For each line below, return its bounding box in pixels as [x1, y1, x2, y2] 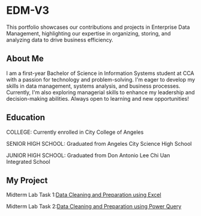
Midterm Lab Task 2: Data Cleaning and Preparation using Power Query [6, 203, 182, 210]
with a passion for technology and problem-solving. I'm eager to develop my [6, 76, 196, 83]
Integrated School [6, 158, 50, 165]
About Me [6, 53, 44, 64]
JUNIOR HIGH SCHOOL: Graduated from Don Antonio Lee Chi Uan [6, 151, 170, 159]
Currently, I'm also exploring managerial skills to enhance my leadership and [6, 88, 195, 96]
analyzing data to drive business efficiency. [6, 36, 113, 43]
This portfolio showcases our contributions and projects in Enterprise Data [6, 23, 190, 31]
